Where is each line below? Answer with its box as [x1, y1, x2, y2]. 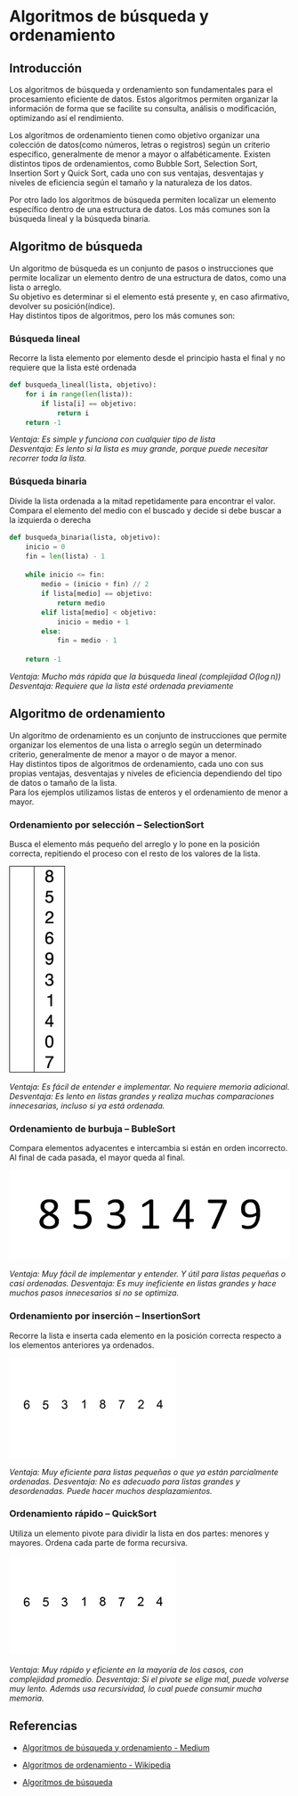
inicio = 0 [25, 542, 66, 551]
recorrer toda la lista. [9, 453, 87, 464]
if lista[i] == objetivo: [41, 399, 138, 408]
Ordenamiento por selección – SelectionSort [9, 818, 205, 830]
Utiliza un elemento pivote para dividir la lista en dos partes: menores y [9, 1528, 270, 1539]
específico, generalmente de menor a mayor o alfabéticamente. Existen [9, 149, 271, 159]
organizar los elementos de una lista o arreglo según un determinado [9, 739, 262, 750]
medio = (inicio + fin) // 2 [41, 580, 149, 589]
